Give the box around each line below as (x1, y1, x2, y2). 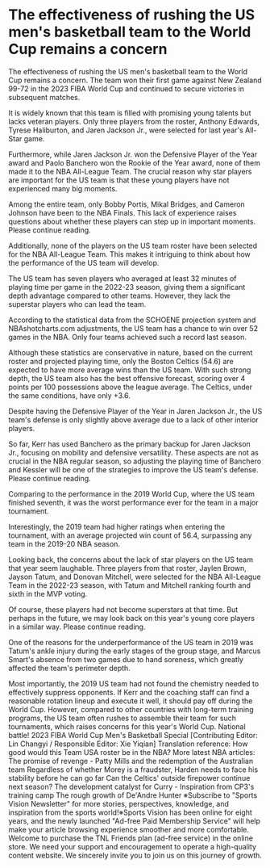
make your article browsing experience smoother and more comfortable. (8, 824, 250, 834)
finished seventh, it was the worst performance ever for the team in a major (8, 497, 259, 507)
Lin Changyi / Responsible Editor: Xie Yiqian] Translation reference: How (8, 739, 248, 748)
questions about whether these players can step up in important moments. (8, 216, 256, 226)
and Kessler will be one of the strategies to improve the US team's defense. (8, 464, 259, 474)
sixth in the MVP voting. (8, 589, 88, 598)
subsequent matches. (8, 92, 81, 102)
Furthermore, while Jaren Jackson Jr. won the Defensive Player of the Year (8, 149, 258, 159)
